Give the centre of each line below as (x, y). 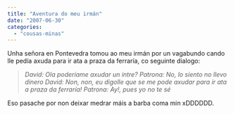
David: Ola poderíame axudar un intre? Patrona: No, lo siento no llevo (125, 75)
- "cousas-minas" (39, 33)
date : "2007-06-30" (36, 20)
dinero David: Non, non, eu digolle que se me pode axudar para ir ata (125, 82)
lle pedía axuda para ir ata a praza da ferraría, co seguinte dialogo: (104, 61)
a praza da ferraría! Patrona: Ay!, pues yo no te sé (98, 89)
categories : (25, 27)
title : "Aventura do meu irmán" (55, 14)
